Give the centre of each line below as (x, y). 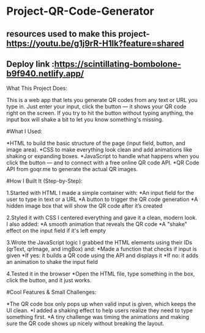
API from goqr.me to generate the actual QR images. (72, 169)
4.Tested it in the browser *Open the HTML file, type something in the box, (101, 274)
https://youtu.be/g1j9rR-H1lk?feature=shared (95, 43)
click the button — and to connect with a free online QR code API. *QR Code (103, 163)
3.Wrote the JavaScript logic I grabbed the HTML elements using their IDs (99, 243)
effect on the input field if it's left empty (56, 231)
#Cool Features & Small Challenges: (51, 292)
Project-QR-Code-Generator (80, 11)
